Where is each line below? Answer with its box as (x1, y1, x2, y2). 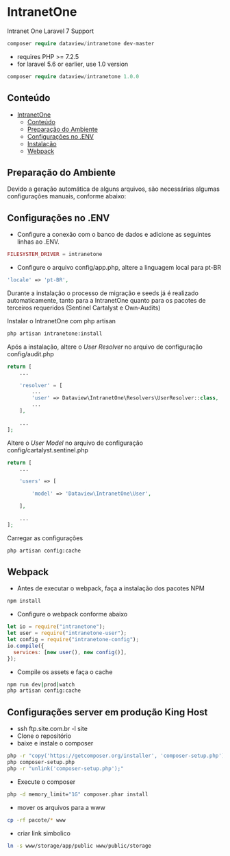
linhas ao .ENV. (16, 238, 60, 246)
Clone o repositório (16, 732, 72, 740)
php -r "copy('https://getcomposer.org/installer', (7, 752, 157, 759)
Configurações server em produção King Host (7, 706, 208, 718)
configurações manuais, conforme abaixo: (7, 192, 127, 200)
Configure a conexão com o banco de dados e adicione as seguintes (16, 231, 212, 239)
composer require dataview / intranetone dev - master (7, 40, 155, 47)
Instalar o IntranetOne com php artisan (7, 316, 116, 325)
